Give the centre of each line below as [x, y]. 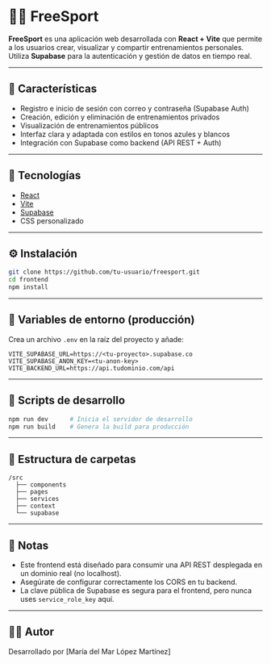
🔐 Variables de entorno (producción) [102, 320]
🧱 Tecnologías [45, 175]
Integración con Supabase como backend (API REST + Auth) [121, 142]
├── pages [32, 492]
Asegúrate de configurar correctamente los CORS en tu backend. [129, 582]
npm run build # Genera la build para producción [99, 427]
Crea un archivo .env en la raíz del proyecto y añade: [96, 339]
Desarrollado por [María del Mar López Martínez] [90, 651]
